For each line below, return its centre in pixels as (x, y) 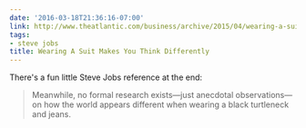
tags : (20, 34)
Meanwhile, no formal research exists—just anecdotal (133, 95)
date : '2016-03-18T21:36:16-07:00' (77, 18)
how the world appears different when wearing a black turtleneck (167, 104)
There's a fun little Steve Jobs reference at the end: (106, 77)
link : (20, 26)
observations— (264, 95)
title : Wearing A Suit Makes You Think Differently (109, 52)
